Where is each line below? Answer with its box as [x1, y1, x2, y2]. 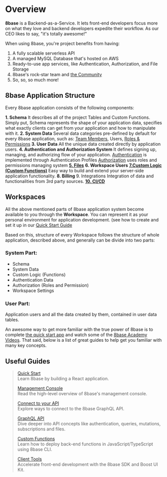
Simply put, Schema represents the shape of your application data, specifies [5, 119, 162, 126]
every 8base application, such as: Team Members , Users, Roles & [5, 135, 140, 141]
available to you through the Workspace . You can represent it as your [5, 211, 149, 217]
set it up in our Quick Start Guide [5, 222, 72, 228]
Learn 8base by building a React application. [17, 375, 109, 381]
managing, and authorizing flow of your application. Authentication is [5, 151, 147, 157]
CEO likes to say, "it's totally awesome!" [5, 31, 87, 37]
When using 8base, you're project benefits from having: [5, 40, 120, 46]
